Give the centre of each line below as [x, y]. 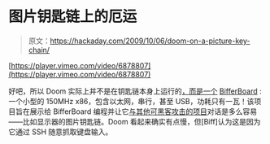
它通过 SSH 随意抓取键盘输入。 [61, 132]
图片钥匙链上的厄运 [73, 17]
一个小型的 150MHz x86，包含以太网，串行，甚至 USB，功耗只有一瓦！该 [131, 101]
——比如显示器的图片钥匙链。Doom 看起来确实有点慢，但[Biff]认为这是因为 [135, 121]
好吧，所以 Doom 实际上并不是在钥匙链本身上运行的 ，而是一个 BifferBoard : [135, 91]
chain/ [39, 50]
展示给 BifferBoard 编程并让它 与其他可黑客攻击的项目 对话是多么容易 [144, 111]
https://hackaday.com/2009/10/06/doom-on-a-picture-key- [150, 41]
